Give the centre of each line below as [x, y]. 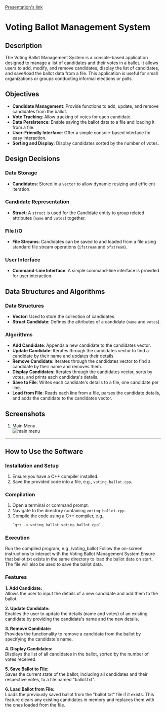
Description [23, 45]
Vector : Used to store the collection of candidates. [64, 316]
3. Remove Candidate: [28, 629]
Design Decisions [33, 159]
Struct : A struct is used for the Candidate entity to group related [78, 213]
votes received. [21, 659]
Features [16, 577]
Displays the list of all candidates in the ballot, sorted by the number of [77, 654]
